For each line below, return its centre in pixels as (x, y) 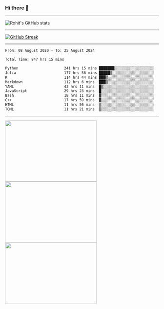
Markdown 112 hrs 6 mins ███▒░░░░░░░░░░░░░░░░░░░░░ (79, 82)
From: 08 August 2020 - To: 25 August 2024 (50, 51)
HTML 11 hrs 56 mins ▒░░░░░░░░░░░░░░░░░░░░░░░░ (79, 105)
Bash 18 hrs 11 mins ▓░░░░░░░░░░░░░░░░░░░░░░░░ (79, 96)
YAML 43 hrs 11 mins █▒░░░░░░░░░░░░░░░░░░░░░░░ (79, 87)
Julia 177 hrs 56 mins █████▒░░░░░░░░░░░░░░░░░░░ (79, 73)
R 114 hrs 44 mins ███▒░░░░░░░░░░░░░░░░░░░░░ (79, 77)
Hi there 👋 (17, 8)
